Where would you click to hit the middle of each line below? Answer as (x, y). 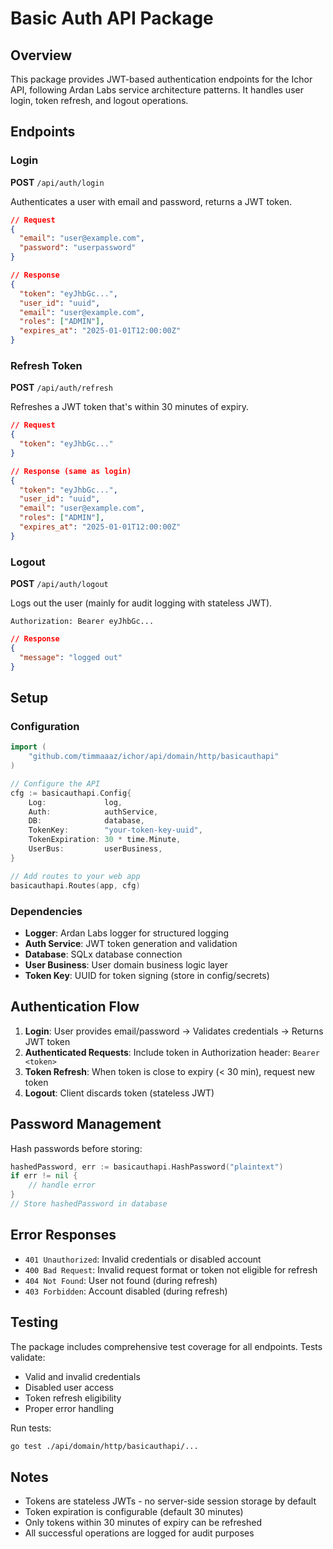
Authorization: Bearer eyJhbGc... (82, 622)
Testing (34, 1322)
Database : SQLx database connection (103, 954)
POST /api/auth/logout (59, 584)
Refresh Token (46, 365)
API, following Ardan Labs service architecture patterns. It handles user (157, 90)
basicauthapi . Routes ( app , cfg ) (75, 885)
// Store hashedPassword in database (89, 1204)
